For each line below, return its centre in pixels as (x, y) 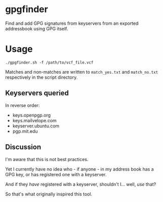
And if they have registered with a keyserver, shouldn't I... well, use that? (81, 184)
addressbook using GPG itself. (37, 28)
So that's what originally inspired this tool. (49, 194)
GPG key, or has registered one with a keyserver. (56, 174)
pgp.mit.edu (25, 131)
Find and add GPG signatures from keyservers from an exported (72, 23)
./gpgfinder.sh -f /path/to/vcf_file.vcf (49, 62)
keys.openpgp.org (32, 115)
